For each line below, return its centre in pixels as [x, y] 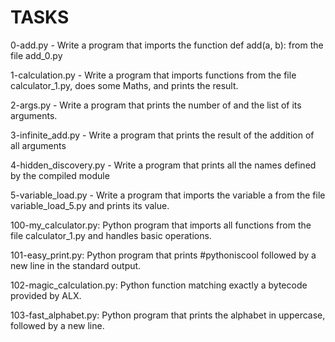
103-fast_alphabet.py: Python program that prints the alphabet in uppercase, [168, 315]
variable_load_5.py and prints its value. [90, 205]
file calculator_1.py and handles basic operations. [111, 235]
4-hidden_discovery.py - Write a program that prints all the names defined [163, 165]
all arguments [38, 145]
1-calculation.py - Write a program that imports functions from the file [153, 75]
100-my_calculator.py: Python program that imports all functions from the [161, 225]
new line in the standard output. [76, 265]
